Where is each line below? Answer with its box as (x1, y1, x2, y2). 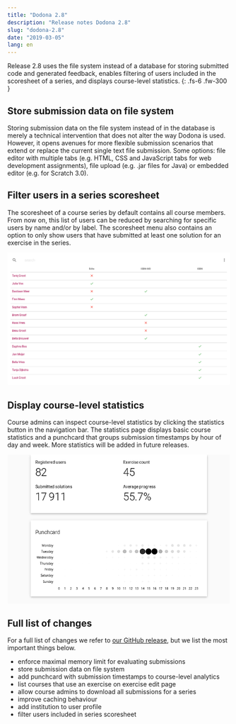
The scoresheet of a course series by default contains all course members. (7, 208, 226, 216)
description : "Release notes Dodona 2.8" (7, 18, 131, 26)
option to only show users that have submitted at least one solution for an (7, 230, 221, 239)
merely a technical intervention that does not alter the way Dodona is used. (7, 131, 226, 140)
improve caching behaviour (17, 695, 98, 703)
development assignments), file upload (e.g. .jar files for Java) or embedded (7, 161, 229, 169)
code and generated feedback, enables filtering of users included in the (7, 69, 217, 78)
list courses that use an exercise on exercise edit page (17, 680, 177, 689)
